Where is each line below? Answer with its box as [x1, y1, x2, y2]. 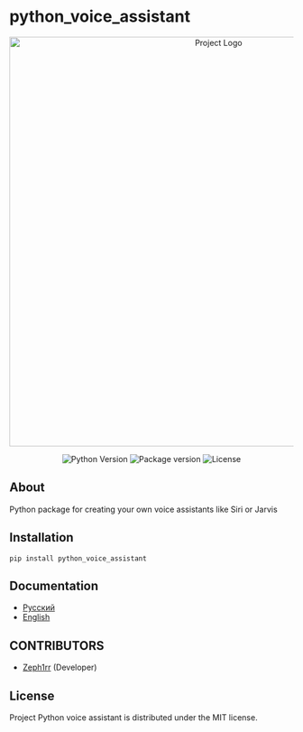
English [22, 612, 50, 623]
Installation [9, 530, 74, 545]
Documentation [9, 578, 99, 593]
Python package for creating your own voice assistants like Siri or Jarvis [9, 504, 278, 514]
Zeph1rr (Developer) [22, 662, 97, 673]
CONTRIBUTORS [9, 638, 105, 653]
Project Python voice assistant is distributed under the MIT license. [9, 712, 259, 723]
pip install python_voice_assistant [9, 553, 147, 563]
